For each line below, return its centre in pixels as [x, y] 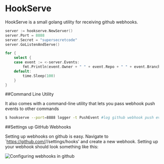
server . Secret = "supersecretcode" [41, 40]
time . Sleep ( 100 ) [39, 76]
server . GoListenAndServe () [32, 44]
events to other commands [32, 109]
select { [23, 58]
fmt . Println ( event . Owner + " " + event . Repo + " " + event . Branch [92, 67]
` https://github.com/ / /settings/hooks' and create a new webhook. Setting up [82, 142]
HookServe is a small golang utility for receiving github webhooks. [72, 22]
